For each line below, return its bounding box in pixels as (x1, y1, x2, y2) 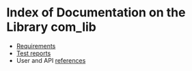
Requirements (16, 42, 56, 50)
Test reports (16, 49, 51, 57)
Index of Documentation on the (6, 5, 186, 20)
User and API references (16, 56, 86, 64)
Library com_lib (6, 19, 96, 35)
